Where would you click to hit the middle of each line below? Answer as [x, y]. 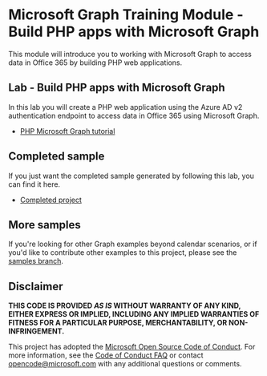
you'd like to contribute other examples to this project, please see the [123, 253]
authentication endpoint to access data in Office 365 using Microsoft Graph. [134, 115]
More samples [45, 225]
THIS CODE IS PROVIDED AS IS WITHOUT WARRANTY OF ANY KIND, [125, 305]
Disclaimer [36, 286]
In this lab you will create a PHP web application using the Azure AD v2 [125, 107]
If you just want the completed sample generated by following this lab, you [131, 176]
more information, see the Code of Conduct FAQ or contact [106, 355]
